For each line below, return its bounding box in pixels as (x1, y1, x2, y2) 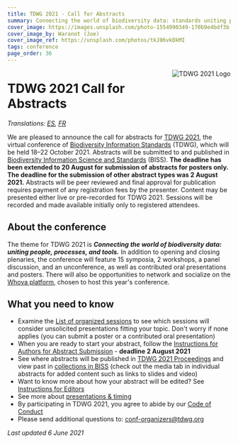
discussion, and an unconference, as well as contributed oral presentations (7, 262, 227, 271)
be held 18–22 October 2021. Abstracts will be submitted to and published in (7, 148, 229, 156)
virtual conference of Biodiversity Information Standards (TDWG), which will (7, 140, 229, 149)
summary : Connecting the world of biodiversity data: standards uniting (7, 17, 227, 24)
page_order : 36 (7, 50, 52, 57)
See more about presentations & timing (17, 392, 132, 401)
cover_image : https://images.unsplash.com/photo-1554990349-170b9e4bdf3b (7, 23, 230, 30)
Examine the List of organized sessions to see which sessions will (17, 317, 210, 326)
